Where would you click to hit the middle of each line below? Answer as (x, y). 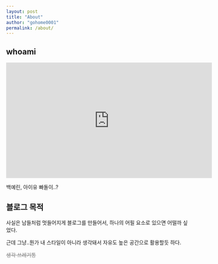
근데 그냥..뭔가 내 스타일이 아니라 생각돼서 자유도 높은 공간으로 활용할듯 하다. (94, 242)
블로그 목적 (25, 207)
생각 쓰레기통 (21, 255)
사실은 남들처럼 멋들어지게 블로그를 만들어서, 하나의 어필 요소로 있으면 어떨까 (94, 222)
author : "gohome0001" (33, 22)
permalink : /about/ (30, 28)
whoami (21, 51)
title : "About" (25, 17)
